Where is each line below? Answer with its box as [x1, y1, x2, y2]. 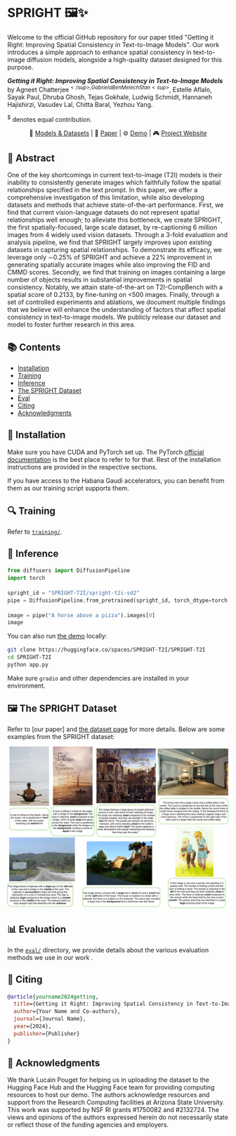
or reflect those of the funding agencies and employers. [7, 1121, 169, 1129]
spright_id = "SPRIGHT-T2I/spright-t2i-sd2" [7, 589, 140, 596]
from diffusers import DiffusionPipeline [7, 567, 131, 574]
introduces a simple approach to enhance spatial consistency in [7, 48, 192, 56]
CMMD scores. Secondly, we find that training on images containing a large [7, 268, 226, 277]
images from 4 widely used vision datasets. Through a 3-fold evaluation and [7, 231, 228, 239]
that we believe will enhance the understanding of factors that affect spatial [7, 305, 226, 314]
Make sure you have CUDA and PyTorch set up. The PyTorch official [7, 448, 204, 456]
